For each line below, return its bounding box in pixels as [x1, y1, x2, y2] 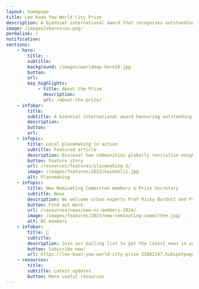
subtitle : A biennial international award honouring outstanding [27, 113, 192, 119]
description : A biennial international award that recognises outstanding [6, 20, 195, 26]
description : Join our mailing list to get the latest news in [27, 240, 187, 246]
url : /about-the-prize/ [43, 97, 102, 103]
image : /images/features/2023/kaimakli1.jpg [27, 169, 139, 175]
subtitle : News [27, 190, 65, 196]
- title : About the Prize [37, 86, 102, 92]
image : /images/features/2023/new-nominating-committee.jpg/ [27, 213, 182, 219]
